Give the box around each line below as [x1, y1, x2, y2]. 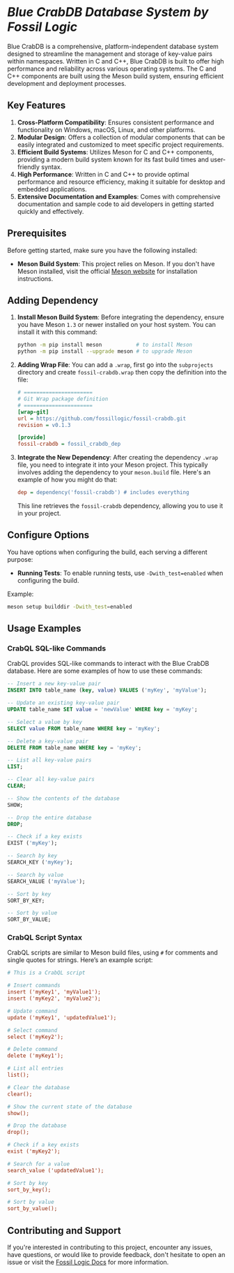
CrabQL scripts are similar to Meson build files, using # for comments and [7, 948, 218, 957]
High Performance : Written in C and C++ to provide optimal [17, 170, 189, 178]
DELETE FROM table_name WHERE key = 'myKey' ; [7, 744, 141, 751]
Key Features [7, 99, 66, 112]
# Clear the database [7, 1084, 70, 1091]
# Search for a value [7, 1161, 70, 1167]
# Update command [7, 1008, 58, 1014]
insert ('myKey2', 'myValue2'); [7, 995, 101, 1003]
